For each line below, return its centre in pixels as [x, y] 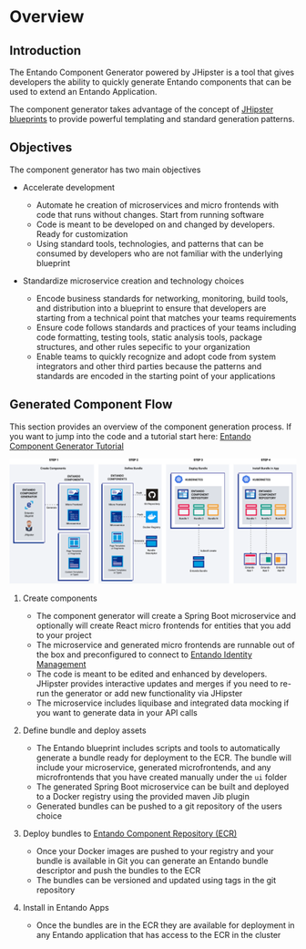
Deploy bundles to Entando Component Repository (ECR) [130, 834]
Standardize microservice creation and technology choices [133, 281]
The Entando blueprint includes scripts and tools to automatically [158, 748]
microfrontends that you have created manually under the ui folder [162, 778]
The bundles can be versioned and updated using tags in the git [156, 881]
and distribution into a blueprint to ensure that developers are [151, 308]
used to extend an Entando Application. [83, 92]
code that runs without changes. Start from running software [150, 214]
